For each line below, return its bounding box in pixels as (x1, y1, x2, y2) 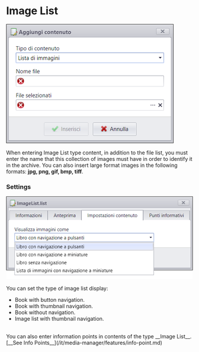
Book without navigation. (14, 309, 76, 316)
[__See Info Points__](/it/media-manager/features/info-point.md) (6, 339, 163, 346)
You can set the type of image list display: (6, 285, 108, 292)
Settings (6, 182, 31, 190)
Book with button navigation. (14, 296, 85, 303)
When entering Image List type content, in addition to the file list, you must (6, 149, 188, 156)
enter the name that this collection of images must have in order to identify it (6, 155, 192, 162)
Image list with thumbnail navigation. (14, 315, 104, 322)
